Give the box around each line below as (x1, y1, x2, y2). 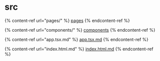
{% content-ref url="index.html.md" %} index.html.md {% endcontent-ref (4, 46, 154, 52)
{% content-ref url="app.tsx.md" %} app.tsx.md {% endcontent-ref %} (4, 36, 149, 42)
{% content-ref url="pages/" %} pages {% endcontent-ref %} (4, 18, 130, 23)
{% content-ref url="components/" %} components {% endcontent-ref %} (4, 27, 156, 33)
